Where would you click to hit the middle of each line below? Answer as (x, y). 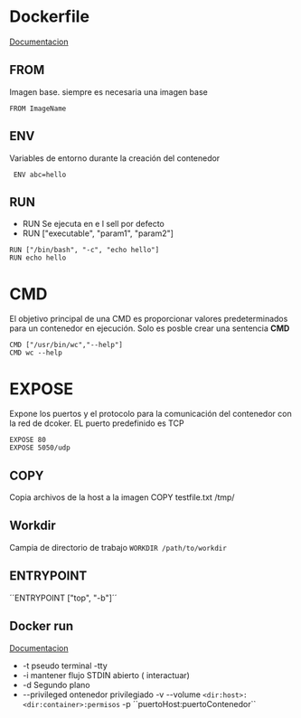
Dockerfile (50, 17)
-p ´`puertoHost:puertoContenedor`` (189, 704)
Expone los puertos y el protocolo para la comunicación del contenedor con (150, 414)
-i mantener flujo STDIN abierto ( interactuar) (106, 675)
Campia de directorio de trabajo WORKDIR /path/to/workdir (118, 547)
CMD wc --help (36, 353)
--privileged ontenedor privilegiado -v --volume (112, 694)
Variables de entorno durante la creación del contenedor (115, 158)
